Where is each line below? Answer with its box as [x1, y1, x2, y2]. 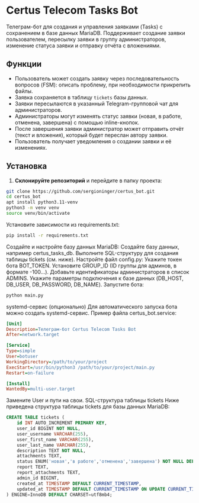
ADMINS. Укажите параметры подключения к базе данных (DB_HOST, [6, 275, 184, 282]
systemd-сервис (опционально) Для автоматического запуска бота [6, 303, 178, 310]
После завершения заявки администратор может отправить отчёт [14, 125, 184, 132]
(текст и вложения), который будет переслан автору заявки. [14, 131, 168, 138]
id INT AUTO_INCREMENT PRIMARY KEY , [17, 420, 108, 426]
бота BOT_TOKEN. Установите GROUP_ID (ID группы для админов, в [6, 262, 176, 269]
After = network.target [6, 332, 60, 338]
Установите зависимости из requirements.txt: [6, 221, 120, 228]
